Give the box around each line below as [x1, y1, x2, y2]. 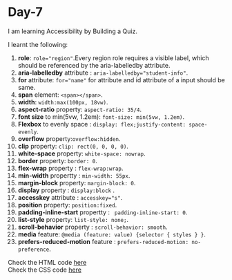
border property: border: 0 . [17, 156, 97, 165]
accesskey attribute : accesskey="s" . [17, 193, 123, 201]
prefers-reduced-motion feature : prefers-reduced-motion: [17, 237, 189, 245]
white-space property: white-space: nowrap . [17, 149, 146, 158]
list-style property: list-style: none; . [17, 215, 129, 223]
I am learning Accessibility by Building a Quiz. [8, 27, 137, 35]
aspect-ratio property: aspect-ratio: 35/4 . [17, 105, 142, 113]
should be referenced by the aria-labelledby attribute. [17, 61, 171, 69]
